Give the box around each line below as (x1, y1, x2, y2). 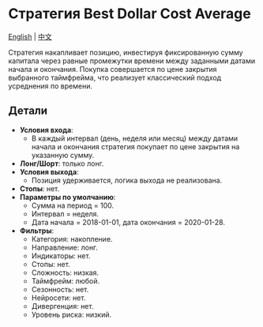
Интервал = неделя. (31, 209, 100, 218)
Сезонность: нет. (31, 284, 89, 294)
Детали (8, 104, 48, 118)
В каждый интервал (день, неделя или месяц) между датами (31, 133, 239, 143)
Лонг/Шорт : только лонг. (19, 159, 104, 168)
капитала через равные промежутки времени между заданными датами (8, 56, 255, 66)
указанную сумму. (31, 150, 95, 160)
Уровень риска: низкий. (31, 310, 112, 319)
